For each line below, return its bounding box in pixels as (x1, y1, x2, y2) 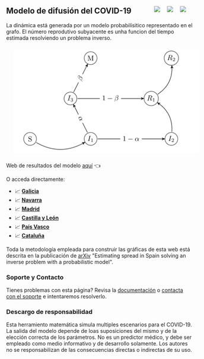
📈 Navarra (14, 196, 43, 204)
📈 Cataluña (14, 232, 44, 239)
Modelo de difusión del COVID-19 (6, 6, 132, 16)
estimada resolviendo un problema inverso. (6, 34, 112, 42)
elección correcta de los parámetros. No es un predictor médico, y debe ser (6, 333, 192, 341)
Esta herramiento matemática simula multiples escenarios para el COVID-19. (6, 321, 192, 328)
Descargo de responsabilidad (6, 307, 93, 316)
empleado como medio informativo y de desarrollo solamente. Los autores (6, 340, 188, 347)
